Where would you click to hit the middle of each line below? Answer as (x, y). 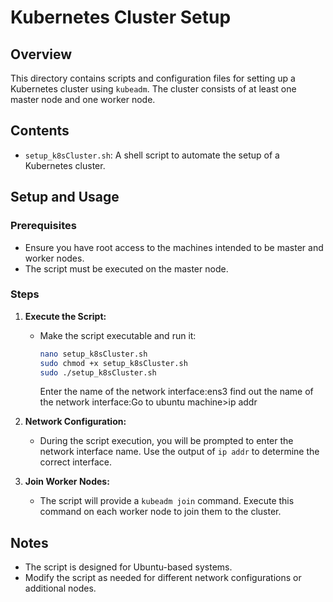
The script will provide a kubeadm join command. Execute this (167, 501)
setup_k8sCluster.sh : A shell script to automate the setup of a (152, 155)
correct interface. (75, 462)
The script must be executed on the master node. (126, 268)
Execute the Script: (65, 316)
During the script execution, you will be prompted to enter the (166, 441)
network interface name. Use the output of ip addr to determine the (179, 452)
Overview (41, 54)
